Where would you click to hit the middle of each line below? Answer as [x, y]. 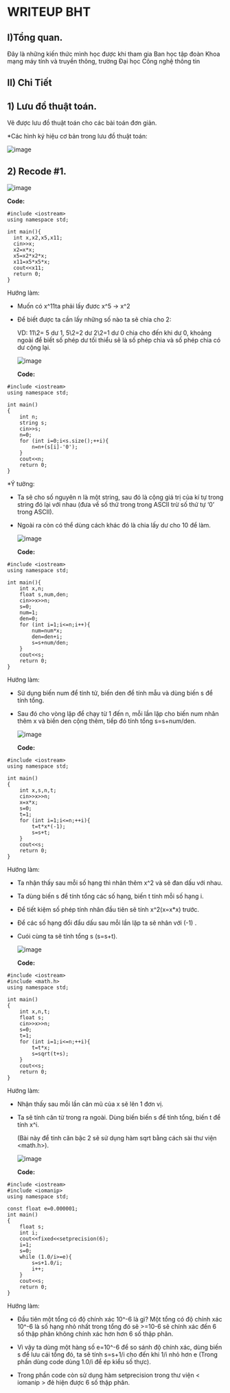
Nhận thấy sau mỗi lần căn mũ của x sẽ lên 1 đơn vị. [90, 1104]
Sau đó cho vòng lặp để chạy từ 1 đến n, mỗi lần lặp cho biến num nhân [118, 714]
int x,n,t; [35, 1012]
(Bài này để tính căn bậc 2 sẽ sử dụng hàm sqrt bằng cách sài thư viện [117, 1138]
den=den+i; [47, 637]
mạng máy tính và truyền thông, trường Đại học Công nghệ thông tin [104, 61]
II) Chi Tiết [30, 83]
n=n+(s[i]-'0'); [55, 447]
